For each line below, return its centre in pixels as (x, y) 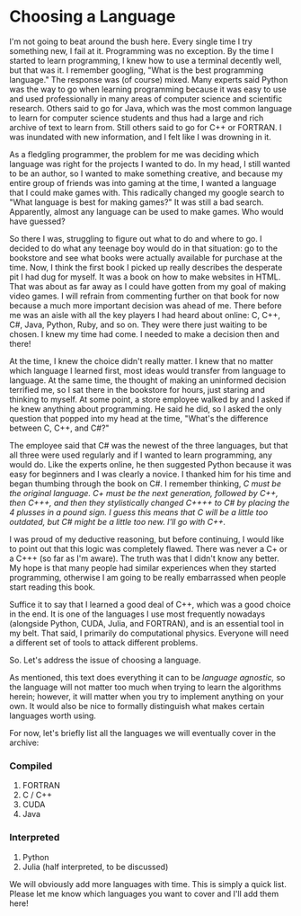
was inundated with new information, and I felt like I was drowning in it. (140, 137)
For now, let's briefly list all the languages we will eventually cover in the (143, 733)
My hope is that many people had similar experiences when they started (143, 567)
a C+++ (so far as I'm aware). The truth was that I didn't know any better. (145, 558)
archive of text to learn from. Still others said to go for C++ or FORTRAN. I (146, 127)
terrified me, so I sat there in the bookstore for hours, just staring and (137, 389)
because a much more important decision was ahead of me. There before (146, 305)
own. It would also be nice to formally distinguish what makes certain (137, 706)
